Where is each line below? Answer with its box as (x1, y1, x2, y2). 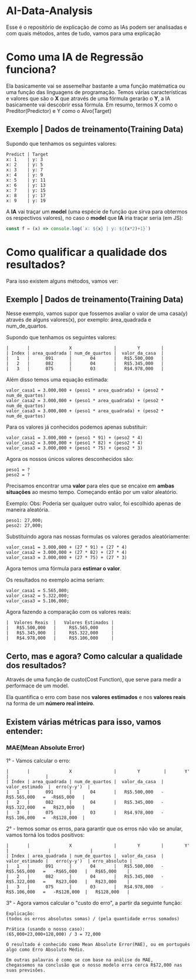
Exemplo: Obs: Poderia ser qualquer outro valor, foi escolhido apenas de (6, 500, 181, 507)
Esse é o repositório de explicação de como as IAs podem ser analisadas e (6, 24, 187, 31)
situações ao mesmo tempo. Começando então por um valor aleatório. (6, 489, 178, 496)
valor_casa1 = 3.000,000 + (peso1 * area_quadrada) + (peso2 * (6, 387, 164, 393)
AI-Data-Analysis (6, 4, 93, 18)
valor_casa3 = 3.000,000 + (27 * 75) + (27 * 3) (6, 554, 127, 561)
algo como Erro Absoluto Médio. (6, 947, 85, 953)
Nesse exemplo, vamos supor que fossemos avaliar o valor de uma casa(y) (6, 310, 188, 317)
